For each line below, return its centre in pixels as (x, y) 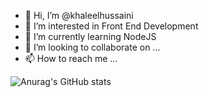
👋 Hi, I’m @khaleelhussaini (79, 15)
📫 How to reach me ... (71, 58)
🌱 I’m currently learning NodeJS (90, 36)
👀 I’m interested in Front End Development (111, 26)
